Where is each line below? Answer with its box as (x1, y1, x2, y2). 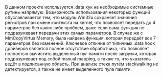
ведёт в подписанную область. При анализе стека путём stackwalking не (5, 61, 158, 67)
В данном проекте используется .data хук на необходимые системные (5, 4, 154, 10)
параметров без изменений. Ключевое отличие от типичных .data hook (5, 40, 155, 46)
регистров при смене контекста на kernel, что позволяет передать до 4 (5, 19, 156, 25)
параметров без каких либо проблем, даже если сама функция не (5, 25, 145, 31)
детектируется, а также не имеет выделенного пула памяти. (5, 66, 132, 72)
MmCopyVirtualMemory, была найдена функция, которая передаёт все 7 (5, 35, 156, 41)
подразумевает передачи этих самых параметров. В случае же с (5, 30, 143, 36)
